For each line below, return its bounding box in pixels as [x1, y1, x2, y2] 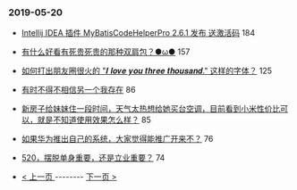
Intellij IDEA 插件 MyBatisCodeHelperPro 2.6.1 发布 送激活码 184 [21, 28, 256, 38]
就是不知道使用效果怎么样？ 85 [37, 114, 151, 126]
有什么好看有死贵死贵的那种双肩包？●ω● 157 [21, 46, 191, 57]
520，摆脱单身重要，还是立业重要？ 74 [21, 153, 165, 163]
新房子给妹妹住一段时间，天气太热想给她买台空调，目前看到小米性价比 [21, 103, 281, 114]
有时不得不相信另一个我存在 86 [21, 85, 136, 95]
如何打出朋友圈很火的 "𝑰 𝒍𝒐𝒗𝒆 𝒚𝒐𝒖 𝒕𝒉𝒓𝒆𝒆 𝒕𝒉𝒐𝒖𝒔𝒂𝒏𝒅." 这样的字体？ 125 [21, 65, 273, 77]
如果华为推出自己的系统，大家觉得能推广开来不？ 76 [21, 134, 214, 145]
